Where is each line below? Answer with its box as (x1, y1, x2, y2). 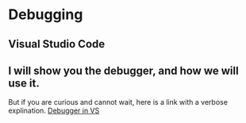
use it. (8, 76, 40, 90)
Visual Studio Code (8, 37, 106, 51)
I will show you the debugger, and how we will (8, 63, 240, 77)
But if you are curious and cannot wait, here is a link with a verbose (8, 98, 229, 107)
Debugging (8, 6, 83, 24)
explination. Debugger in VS (8, 106, 100, 116)
